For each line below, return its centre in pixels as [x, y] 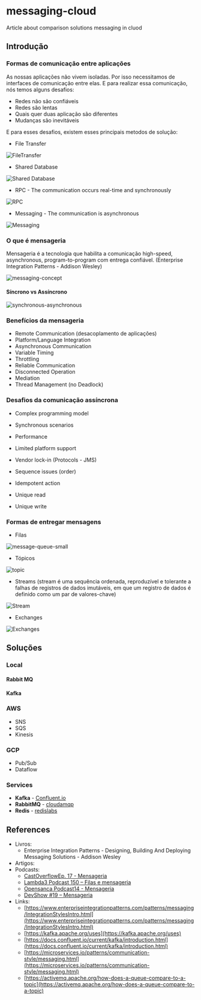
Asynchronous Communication [53, 346]
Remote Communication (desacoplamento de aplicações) [86, 334]
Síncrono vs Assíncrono [37, 292]
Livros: [23, 844]
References [28, 830]
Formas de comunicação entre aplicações [68, 64]
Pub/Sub [26, 763]
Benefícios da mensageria [45, 321]
